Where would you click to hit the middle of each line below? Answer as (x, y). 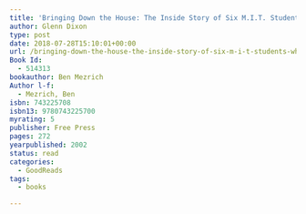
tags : (20, 178)
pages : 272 (30, 137)
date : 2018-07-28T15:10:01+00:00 (73, 43)
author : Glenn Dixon (49, 26)
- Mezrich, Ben (46, 94)
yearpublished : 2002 (49, 145)
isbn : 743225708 (40, 102)
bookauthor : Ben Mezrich (56, 77)
